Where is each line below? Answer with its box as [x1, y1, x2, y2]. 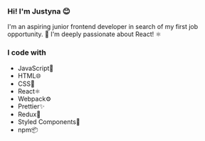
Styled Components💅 [17, 117, 80, 126]
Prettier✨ [17, 102, 45, 111]
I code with [7, 47, 46, 57]
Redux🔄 [17, 110, 41, 118]
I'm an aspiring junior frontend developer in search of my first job [7, 23, 199, 31]
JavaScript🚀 [17, 64, 54, 72]
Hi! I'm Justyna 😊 [7, 6, 70, 16]
